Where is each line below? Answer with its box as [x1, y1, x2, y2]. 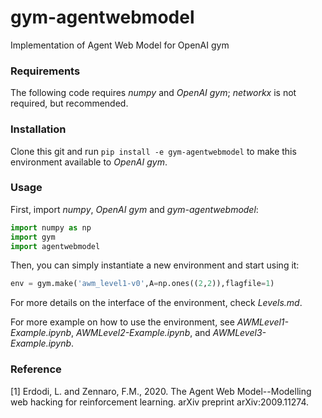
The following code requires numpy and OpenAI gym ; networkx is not [10, 87, 297, 99]
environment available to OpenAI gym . [10, 156, 168, 168]
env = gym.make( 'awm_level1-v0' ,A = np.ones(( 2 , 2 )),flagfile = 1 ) [10, 279, 275, 289]
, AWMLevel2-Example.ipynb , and [71, 327, 211, 339]
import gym [10, 232, 56, 242]
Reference [10, 362, 62, 376]
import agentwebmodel [10, 241, 101, 251]
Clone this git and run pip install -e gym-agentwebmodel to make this [10, 145, 297, 157]
